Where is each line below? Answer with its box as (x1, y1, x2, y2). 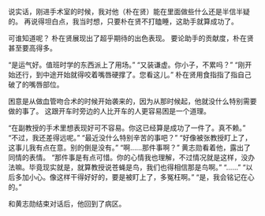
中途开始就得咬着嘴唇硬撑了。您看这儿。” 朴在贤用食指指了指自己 (42, 70, 252, 79)
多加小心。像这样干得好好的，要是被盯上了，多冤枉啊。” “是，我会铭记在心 (14, 173, 255, 181)
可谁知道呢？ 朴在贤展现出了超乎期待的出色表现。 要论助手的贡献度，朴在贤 (8, 34, 254, 43)
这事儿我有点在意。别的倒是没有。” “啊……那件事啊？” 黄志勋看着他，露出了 (8, 143, 251, 152)
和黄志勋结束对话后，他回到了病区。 (8, 199, 126, 208)
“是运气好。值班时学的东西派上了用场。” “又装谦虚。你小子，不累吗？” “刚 (8, 60, 245, 69)
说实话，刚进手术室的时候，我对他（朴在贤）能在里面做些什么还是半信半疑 (8, 7, 250, 16)
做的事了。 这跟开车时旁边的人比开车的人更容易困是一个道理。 (8, 106, 211, 116)
